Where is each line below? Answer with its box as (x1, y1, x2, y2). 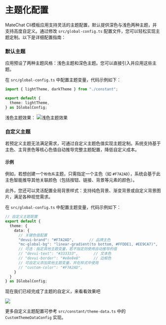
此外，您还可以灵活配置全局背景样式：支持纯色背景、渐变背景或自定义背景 (5, 188, 157, 194)
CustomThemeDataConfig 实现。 (5, 315, 66, 321)
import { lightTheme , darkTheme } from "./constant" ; (5, 87, 119, 92)
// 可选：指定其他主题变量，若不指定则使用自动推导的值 (18, 247, 117, 252)
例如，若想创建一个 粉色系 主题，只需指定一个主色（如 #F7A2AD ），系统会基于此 (5, 171, 161, 177)
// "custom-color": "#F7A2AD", (18, 265, 83, 270)
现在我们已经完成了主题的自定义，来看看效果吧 (5, 288, 100, 294)
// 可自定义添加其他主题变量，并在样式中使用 (18, 260, 99, 265)
